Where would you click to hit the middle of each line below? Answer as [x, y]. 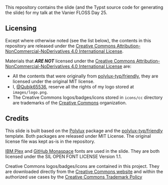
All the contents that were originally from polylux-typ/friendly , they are [85, 76]
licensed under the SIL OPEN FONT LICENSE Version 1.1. [64, 156]
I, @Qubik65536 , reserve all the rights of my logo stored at [73, 86]
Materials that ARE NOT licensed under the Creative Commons [70, 61]
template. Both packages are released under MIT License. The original [78, 136]
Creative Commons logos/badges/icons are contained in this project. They [82, 166]
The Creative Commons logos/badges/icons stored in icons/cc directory [88, 97]
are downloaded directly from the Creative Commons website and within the [84, 171]
